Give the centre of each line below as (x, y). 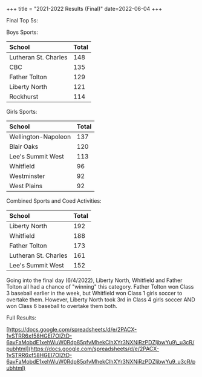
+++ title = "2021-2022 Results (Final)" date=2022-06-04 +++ (84, 9)
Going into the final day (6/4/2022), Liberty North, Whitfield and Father (94, 280)
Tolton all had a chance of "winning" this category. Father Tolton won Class (100, 287)
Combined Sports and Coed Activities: (54, 201)
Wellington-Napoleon (40, 137)
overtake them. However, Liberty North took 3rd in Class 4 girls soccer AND (101, 300)
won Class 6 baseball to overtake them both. (62, 306)
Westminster (27, 176)
